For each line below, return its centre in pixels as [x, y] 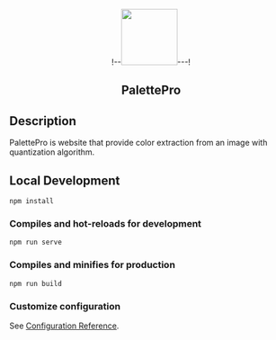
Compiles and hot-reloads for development [106, 223]
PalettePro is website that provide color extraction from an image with [138, 143]
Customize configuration [65, 306]
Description [43, 121]
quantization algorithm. [52, 152]
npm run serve [36, 242]
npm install [31, 201]
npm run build [36, 283]
